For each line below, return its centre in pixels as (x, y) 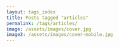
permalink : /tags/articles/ (42, 23)
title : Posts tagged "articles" (47, 18)
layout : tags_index (31, 12)
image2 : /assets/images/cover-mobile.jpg (60, 35)
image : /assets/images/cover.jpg (49, 29)
